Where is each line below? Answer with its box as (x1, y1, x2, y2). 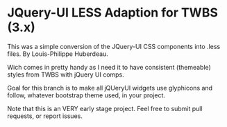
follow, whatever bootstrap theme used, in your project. (7, 91, 165, 99)
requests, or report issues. (7, 112, 83, 120)
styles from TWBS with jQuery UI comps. (7, 70, 125, 79)
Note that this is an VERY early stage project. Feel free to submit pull (7, 104, 203, 113)
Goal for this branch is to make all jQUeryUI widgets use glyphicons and (7, 84, 213, 92)
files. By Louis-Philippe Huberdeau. (7, 50, 109, 58)
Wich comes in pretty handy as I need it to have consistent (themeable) (7, 63, 212, 71)
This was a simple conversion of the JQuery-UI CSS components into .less (7, 42, 221, 50)
